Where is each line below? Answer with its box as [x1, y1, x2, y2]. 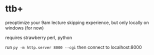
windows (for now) [5, 24, 44, 30]
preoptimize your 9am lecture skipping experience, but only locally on [5, 19, 149, 25]
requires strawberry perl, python [5, 34, 72, 40]
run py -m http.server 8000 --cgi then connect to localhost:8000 [5, 44, 142, 50]
